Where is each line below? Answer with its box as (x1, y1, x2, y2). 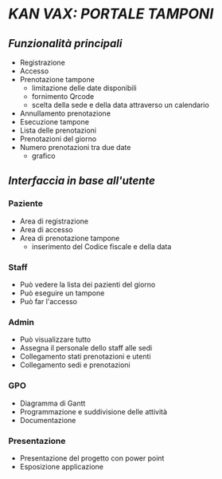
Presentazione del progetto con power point (19, 453, 165, 463)
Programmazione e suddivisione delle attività (19, 406, 168, 416)
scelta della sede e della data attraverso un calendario (31, 101, 209, 109)
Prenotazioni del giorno (19, 134, 97, 144)
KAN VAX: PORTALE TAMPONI (8, 5, 214, 23)
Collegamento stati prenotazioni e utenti (19, 352, 151, 362)
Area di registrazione (19, 216, 89, 226)
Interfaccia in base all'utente (8, 174, 155, 188)
